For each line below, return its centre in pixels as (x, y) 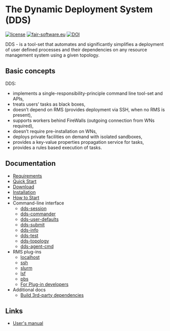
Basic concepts (30, 71)
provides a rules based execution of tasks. (57, 147)
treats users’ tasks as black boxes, (49, 104)
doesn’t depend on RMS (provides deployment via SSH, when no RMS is (89, 109)
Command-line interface (38, 203)
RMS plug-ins (27, 251)
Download (23, 187)
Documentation (31, 163)
